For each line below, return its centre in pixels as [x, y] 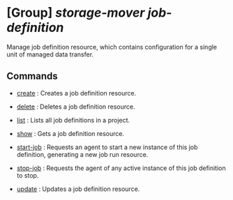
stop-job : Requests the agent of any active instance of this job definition [121, 168]
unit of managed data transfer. [50, 54]
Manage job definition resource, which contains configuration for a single [112, 47]
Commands [32, 76]
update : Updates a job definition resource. [78, 189]
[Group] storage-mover [76, 13]
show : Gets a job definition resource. [70, 133]
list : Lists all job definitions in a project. [73, 120]
